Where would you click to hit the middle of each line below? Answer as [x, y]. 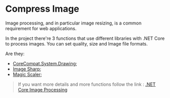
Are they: [15, 54]
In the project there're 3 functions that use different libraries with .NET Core [85, 38]
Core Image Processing [42, 89]
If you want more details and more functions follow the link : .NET [87, 84]
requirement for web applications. [41, 28]
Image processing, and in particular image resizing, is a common [73, 23]
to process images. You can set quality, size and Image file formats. [77, 43]
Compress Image [42, 9]
